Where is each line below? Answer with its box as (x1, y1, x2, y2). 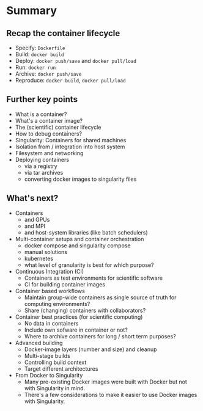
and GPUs (24, 216, 50, 223)
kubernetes (24, 255, 54, 262)
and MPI (24, 222, 46, 230)
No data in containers (24, 319, 79, 327)
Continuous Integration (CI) (15, 267, 84, 275)
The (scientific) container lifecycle (15, 123, 102, 131)
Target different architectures (24, 365, 98, 373)
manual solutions (24, 248, 67, 255)
